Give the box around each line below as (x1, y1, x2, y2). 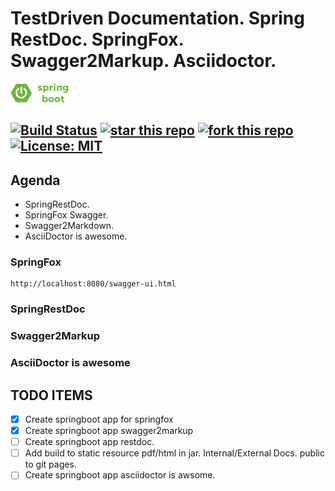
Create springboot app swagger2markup (24, 425, 194, 437)
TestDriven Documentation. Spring (10, 7, 305, 30)
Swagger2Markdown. (24, 220, 115, 232)
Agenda (10, 172, 61, 189)
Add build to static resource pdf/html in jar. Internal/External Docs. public (24, 447, 325, 459)
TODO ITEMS (10, 387, 93, 404)
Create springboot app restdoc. (24, 436, 155, 448)
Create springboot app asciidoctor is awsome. (24, 469, 216, 481)
